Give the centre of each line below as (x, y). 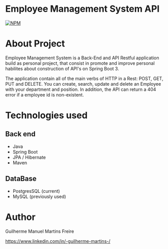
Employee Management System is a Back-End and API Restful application (82, 58)
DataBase (21, 179)
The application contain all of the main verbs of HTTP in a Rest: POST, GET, (85, 78)
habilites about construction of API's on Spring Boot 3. (62, 68)
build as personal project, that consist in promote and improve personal (80, 63)
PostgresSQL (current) (36, 191)
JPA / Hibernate (29, 157)
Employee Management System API (82, 9)
